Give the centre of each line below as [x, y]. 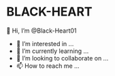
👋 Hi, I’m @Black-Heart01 [42, 31]
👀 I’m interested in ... [45, 43]
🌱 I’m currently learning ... [52, 51]
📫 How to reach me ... [48, 66]
